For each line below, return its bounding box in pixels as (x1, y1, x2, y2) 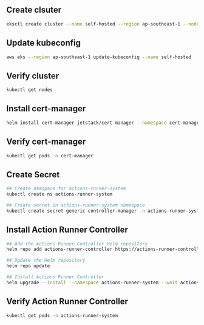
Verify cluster (6, 70, 59, 81)
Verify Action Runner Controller (6, 296, 129, 307)
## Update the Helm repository (6, 258, 86, 264)
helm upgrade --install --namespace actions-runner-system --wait (6, 279, 178, 286)
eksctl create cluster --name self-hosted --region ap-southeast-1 (6, 21, 181, 27)
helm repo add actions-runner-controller (6, 246, 113, 253)
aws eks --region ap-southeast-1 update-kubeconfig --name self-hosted (6, 54, 191, 60)
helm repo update (6, 263, 50, 269)
